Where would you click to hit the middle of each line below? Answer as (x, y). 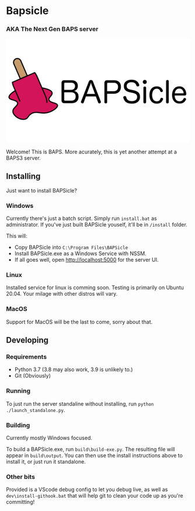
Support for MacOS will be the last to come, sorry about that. (79, 322)
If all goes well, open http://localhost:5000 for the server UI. (86, 260)
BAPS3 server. (23, 158)
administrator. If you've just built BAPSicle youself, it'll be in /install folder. (97, 225)
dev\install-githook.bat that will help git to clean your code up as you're (95, 496)
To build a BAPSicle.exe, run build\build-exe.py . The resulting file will (90, 449)
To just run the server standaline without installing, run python (80, 404)
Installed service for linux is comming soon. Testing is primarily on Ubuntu (95, 287)
